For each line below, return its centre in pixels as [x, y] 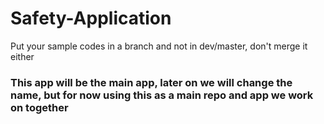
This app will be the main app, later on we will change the [151, 82]
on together [39, 107]
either [22, 56]
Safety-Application [91, 18]
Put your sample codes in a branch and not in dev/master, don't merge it [159, 46]
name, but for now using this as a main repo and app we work [162, 95]
